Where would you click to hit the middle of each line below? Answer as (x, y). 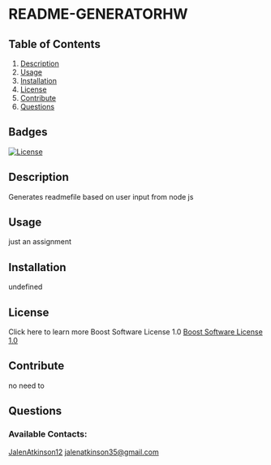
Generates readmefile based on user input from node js (101, 196)
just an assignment (40, 242)
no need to (26, 385)
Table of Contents (55, 44)
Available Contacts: (48, 434)
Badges (28, 132)
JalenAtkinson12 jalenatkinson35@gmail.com (84, 452)
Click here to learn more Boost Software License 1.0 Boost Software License (136, 332)
